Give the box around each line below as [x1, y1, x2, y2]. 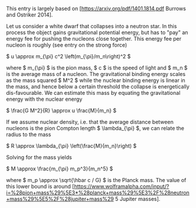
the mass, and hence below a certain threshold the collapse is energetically [6, 83, 190, 90]
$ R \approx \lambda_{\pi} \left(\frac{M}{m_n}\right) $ [6, 143, 137, 149]
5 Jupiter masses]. [115, 196, 161, 202]
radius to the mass [6, 131, 51, 138]
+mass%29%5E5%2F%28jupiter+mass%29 [6, 196, 114, 202]
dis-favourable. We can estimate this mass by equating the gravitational [6, 90, 181, 96]
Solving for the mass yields [6, 154, 72, 161]
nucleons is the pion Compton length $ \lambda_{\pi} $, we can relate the [6, 125, 185, 131]
